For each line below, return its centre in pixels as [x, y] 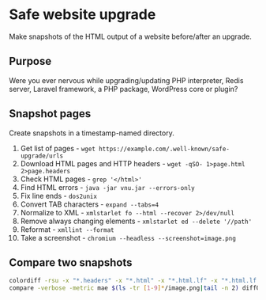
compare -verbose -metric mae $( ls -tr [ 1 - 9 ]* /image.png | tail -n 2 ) [124, 288]
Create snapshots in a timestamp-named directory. [92, 133]
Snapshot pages [50, 114]
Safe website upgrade [82, 15]
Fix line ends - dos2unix [59, 196]
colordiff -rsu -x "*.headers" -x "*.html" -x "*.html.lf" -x [113, 281]
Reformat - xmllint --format [67, 229]
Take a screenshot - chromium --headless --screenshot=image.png [128, 237]
